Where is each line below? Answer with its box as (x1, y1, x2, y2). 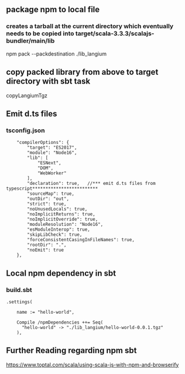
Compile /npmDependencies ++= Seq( (16, 319, 104, 325)
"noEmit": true (27, 247, 64, 253)
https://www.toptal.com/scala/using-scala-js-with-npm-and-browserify (6, 361, 179, 368)
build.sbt (6, 286, 32, 294)
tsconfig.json (6, 126, 45, 134)
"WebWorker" (37, 170, 67, 176)
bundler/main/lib (6, 37, 55, 45)
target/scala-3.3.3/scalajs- (75, 29, 155, 37)
